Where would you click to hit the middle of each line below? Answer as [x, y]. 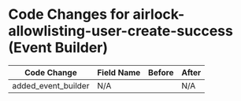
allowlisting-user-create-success [121, 31]
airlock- [159, 14]
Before [161, 72]
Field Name [119, 72]
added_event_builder [51, 85]
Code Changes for [69, 14]
